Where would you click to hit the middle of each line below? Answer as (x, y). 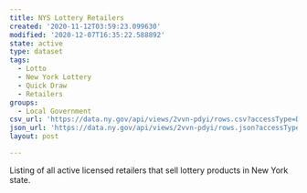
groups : (24, 102)
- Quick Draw (42, 86)
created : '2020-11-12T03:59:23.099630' (85, 26)
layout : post (34, 137)
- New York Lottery (55, 77)
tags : (20, 60)
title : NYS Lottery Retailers (67, 18)
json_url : (28, 128)
